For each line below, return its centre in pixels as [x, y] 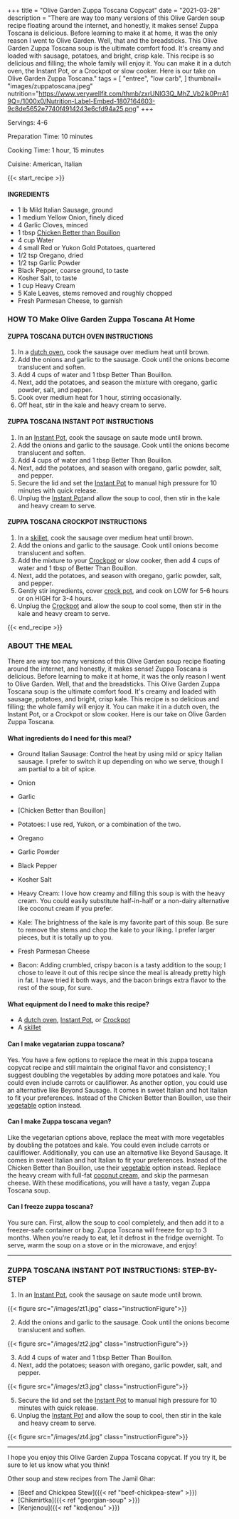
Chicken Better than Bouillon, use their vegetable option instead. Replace [115, 1168]
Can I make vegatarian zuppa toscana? [66, 1044]
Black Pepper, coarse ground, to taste [73, 271]
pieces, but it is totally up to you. [65, 937]
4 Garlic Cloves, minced [53, 225]
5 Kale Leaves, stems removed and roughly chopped [95, 293]
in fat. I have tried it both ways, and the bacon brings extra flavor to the [122, 980]
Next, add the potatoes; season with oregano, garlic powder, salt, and [120, 1365]
